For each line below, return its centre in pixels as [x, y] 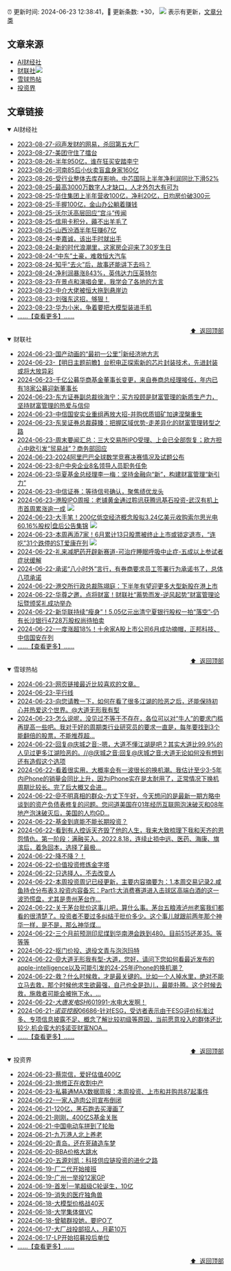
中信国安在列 [35, 638]
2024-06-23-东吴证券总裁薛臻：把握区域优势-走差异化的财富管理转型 [116, 423]
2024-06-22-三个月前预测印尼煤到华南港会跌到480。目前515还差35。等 [119, 933]
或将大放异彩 [35, 371]
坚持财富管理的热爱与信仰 [53, 406]
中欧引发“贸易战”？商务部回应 [65, 448]
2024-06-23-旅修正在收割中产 [60, 1083]
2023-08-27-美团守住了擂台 [57, 153]
